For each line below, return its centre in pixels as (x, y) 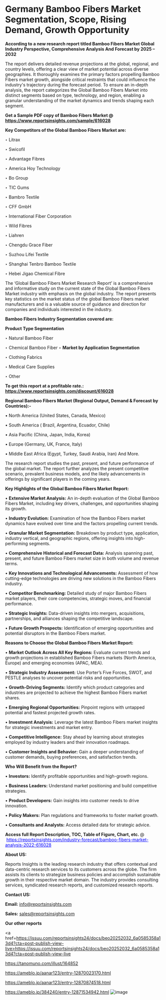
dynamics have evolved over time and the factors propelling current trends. (82, 523)
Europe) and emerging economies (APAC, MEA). (54, 663)
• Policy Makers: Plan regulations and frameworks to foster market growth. (82, 815)
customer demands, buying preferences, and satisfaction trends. (71, 757)
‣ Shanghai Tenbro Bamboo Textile (41, 264)
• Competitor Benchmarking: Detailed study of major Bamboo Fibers (76, 593)
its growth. (16, 508)
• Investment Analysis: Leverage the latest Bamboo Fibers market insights (82, 722)
